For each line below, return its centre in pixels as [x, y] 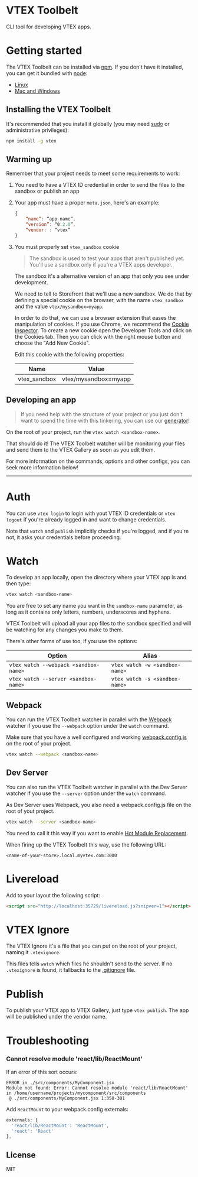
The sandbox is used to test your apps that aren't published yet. [107, 258]
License [21, 1155]
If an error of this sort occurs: [42, 1072]
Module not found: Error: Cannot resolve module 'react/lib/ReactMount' [97, 1088]
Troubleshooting [48, 1040]
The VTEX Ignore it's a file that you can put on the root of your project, [92, 946]
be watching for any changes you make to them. [65, 630]
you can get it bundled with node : [47, 73]
